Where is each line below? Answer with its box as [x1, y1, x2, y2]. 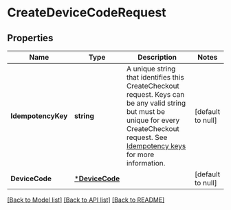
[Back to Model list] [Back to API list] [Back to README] [7, 196, 165, 204]
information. [126, 159, 166, 167]
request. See [126, 132, 168, 142]
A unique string [126, 64, 176, 73]
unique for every [126, 115, 180, 125]
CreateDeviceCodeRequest [7, 5, 166, 21]
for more [126, 150, 155, 159]
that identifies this [126, 73, 184, 82]
